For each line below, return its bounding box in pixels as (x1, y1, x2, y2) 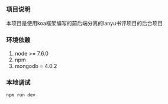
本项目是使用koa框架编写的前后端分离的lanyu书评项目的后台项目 (6, 19, 163, 27)
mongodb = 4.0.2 (14, 62, 57, 69)
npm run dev (6, 92, 35, 98)
